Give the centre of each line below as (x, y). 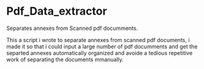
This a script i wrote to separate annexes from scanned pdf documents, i (98, 40)
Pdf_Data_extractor (57, 11)
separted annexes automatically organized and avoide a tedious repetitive (100, 53)
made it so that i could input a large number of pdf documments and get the (102, 46)
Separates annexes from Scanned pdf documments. (72, 28)
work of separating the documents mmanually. (65, 59)
